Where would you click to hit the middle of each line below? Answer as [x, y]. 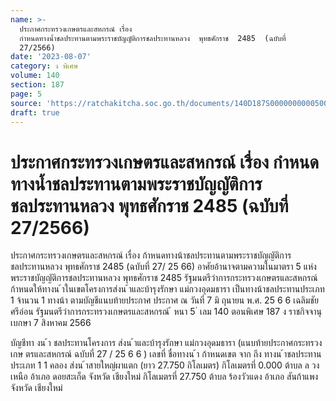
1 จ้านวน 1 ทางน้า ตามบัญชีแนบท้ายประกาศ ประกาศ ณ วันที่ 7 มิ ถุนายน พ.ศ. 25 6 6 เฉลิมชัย [164, 300]
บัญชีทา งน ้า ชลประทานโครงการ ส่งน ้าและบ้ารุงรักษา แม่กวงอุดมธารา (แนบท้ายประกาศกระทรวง [166, 343]
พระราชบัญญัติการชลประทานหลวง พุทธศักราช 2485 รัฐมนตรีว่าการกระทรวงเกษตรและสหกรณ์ [164, 278]
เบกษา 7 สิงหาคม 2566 [51, 323]
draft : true [35, 112]
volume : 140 [35, 76]
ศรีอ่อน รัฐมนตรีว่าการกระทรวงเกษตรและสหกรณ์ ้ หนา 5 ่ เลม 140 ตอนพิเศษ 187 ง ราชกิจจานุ [166, 312]
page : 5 [26, 94]
